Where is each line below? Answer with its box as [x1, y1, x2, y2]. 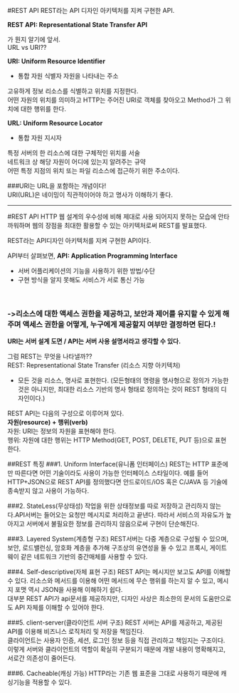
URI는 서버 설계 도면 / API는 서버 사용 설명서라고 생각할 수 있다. [7, 337, 181, 345]
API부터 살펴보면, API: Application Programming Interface [7, 251, 178, 260]
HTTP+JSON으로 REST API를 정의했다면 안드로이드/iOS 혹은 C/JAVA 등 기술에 [7, 478, 228, 486]
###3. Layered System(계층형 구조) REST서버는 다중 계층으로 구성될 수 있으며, [7, 535, 229, 543]
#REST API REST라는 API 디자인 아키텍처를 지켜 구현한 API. [7, 6, 175, 14]
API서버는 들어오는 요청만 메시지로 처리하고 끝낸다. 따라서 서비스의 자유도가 [14, 511, 224, 519]
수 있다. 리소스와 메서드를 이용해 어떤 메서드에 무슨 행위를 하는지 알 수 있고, [7, 576, 216, 585]
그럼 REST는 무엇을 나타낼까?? [7, 352, 92, 361]
